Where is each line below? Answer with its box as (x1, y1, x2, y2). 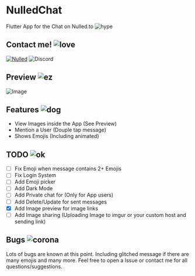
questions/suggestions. (6, 263, 62, 270)
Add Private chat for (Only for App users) (14, 191, 114, 199)
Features (6, 105, 39, 115)
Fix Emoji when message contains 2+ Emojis (14, 165, 121, 172)
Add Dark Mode (14, 185, 53, 192)
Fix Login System (14, 172, 57, 179)
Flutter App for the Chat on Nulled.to (6, 23, 94, 30)
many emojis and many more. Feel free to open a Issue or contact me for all (6, 257, 188, 264)
